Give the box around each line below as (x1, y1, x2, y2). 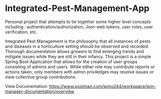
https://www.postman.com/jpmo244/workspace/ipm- (48, 83, 156, 89)
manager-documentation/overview (5, 88, 75, 94)
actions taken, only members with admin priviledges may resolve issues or (5, 69, 154, 74)
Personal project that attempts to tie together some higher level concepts (5, 19, 151, 25)
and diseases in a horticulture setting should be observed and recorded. (5, 43, 149, 49)
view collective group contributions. (5, 74, 77, 80)
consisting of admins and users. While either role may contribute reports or (5, 63, 155, 70)
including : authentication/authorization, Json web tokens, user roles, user (5, 24, 153, 29)
